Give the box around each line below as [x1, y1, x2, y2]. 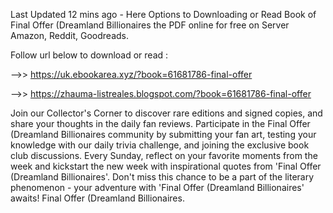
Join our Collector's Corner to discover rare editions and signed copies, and [10, 107, 323, 119]
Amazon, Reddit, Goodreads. [10, 30, 129, 41]
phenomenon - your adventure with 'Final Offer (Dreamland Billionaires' [10, 182, 305, 193]
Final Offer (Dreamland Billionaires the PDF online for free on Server [10, 19, 290, 31]
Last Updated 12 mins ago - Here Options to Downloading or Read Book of [10, 9, 317, 20]
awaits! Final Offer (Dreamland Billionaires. [10, 192, 185, 204]
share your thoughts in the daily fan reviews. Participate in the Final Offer [10, 118, 311, 129]
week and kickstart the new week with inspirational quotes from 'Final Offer [10, 160, 322, 172]
